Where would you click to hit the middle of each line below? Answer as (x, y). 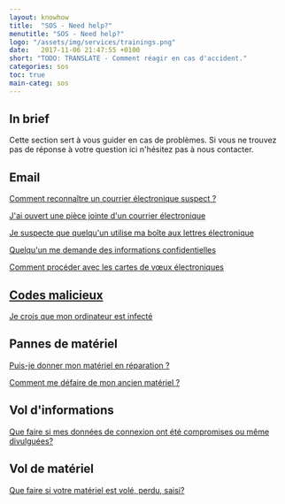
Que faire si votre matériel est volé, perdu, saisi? (97, 490)
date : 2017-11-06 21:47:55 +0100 (75, 50)
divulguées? (31, 441)
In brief (30, 119)
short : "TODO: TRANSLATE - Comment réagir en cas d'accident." (128, 58)
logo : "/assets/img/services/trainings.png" (92, 42)
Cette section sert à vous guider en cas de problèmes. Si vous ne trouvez (143, 140)
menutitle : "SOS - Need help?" (67, 34)
